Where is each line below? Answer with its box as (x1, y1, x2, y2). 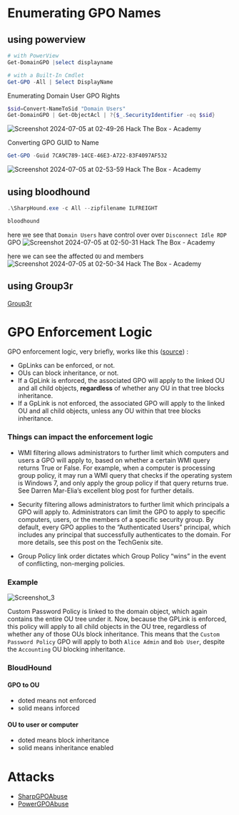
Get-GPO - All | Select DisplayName (7, 78, 113, 86)
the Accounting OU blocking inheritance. (7, 645, 126, 654)
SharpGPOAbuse (17, 792, 68, 801)
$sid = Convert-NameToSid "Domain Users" (7, 105, 126, 112)
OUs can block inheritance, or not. (17, 369, 119, 377)
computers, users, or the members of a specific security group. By (17, 515, 214, 523)
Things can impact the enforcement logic (7, 432, 153, 442)
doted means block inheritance (17, 736, 109, 744)
